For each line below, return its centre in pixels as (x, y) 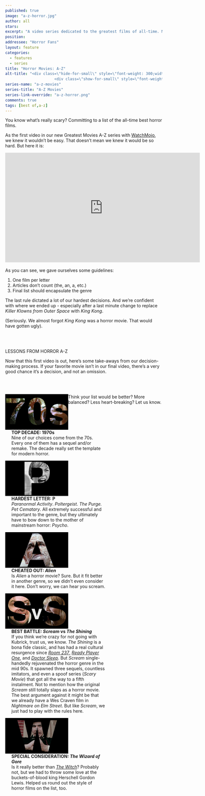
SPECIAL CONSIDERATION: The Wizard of (56, 756)
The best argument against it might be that (55, 695)
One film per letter (31, 280)
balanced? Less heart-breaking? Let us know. (115, 402)
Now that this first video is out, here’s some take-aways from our (72, 361)
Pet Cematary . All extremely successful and (57, 509)
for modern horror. (31, 453)
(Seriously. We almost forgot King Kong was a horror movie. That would (79, 321)
